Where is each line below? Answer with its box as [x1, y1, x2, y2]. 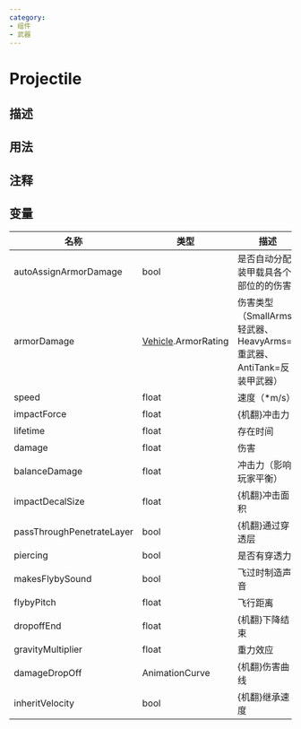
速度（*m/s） [236, 391, 296, 404]
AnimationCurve [142, 666, 211, 679]
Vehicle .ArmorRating [142, 334, 229, 347]
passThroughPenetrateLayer [13, 525, 134, 538]
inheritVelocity [13, 697, 74, 709]
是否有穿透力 [236, 549, 292, 561]
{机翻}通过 [236, 519, 281, 532]
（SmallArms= [236, 309, 298, 322]
